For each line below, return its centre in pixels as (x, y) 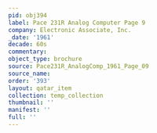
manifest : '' (29, 110)
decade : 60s (27, 45)
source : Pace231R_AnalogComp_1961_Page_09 (78, 66)
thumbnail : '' (31, 102)
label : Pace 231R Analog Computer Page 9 (77, 23)
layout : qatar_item (40, 88)
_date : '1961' (31, 37)
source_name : (29, 74)
